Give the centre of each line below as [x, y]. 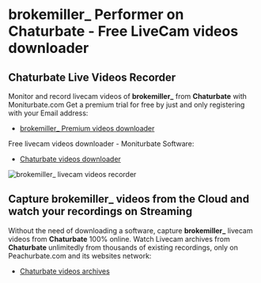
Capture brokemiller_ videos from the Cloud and [129, 199]
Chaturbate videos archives [65, 271]
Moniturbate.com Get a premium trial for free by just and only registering [127, 105]
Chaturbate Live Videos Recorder [92, 77]
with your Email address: [48, 113]
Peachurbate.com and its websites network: [80, 255]
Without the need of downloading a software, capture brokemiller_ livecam [130, 230]
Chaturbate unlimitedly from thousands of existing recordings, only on [123, 247]
